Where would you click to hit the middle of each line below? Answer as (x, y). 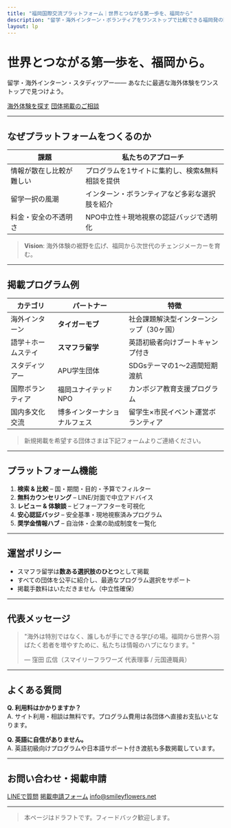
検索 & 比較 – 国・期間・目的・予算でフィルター (84, 489)
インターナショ (96, 412)
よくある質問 (34, 690)
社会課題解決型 (153, 319)
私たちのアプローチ (153, 158)
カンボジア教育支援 (159, 388)
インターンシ (197, 319)
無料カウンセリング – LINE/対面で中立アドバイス (85, 497)
